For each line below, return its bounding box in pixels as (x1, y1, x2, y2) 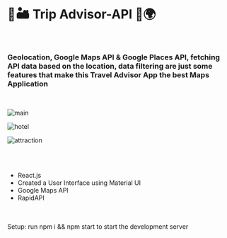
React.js (17, 171, 42, 180)
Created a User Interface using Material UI (17, 178, 141, 187)
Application (7, 79, 48, 89)
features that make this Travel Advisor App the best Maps (7, 69, 210, 79)
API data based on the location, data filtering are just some (7, 61, 213, 71)
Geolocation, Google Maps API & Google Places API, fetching (7, 52, 221, 62)
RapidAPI (17, 193, 45, 203)
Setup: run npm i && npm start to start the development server (7, 222, 189, 231)
